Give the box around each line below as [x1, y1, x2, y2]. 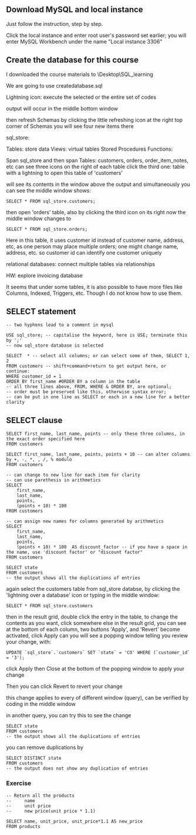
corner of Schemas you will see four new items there [6, 122, 134, 129]
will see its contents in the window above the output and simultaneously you [6, 181, 191, 188]
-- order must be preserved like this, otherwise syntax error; [6, 389, 167, 395]
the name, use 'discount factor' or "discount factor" [6, 550, 143, 555]
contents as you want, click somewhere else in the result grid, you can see [6, 620, 187, 627]
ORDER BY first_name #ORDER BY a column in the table [6, 379, 141, 385]
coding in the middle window [6, 700, 76, 708]
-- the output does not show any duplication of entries [6, 766, 148, 771]
